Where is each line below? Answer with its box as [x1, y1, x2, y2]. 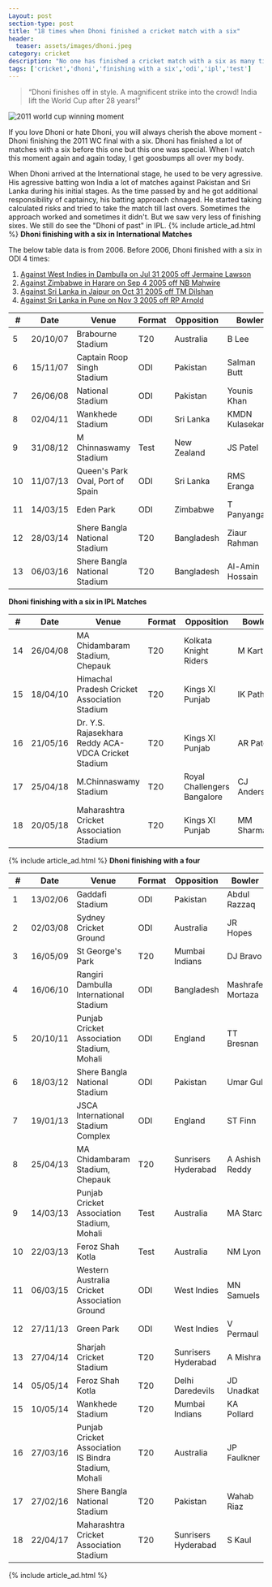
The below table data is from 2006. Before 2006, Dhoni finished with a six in [8, 244, 262, 254]
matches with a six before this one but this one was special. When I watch [8, 144, 255, 154]
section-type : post [8, 19, 74, 28]
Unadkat [227, 1385, 260, 1396]
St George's [76, 945, 122, 957]
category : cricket [8, 50, 70, 58]
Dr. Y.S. [76, 716, 105, 728]
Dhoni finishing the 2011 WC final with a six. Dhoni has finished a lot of [8, 136, 243, 145]
